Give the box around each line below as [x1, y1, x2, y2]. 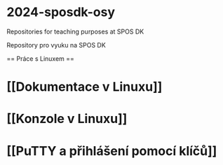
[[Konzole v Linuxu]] [6, 111, 128, 127]
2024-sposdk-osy [6, 4, 116, 20]
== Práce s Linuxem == [6, 54, 75, 63]
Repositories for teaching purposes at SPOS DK [6, 27, 144, 36]
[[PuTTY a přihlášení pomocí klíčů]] [6, 143, 217, 159]
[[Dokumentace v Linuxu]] [6, 79, 163, 95]
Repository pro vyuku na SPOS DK [6, 41, 106, 49]
